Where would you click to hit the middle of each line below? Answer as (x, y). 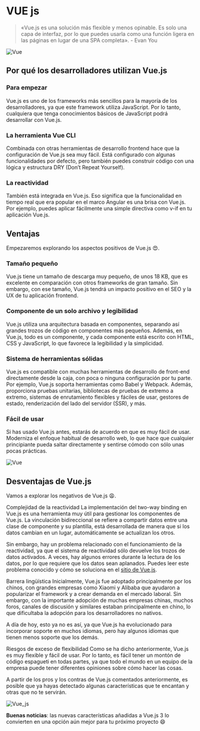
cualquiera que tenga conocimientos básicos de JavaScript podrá (87, 113)
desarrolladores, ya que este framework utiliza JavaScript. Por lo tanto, (93, 107)
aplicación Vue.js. (28, 215)
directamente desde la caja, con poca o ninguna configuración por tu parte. (99, 378)
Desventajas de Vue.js (49, 481)
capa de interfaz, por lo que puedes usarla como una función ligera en (107, 33)
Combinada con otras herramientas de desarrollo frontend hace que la (93, 148)
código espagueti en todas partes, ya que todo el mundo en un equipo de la (99, 662)
